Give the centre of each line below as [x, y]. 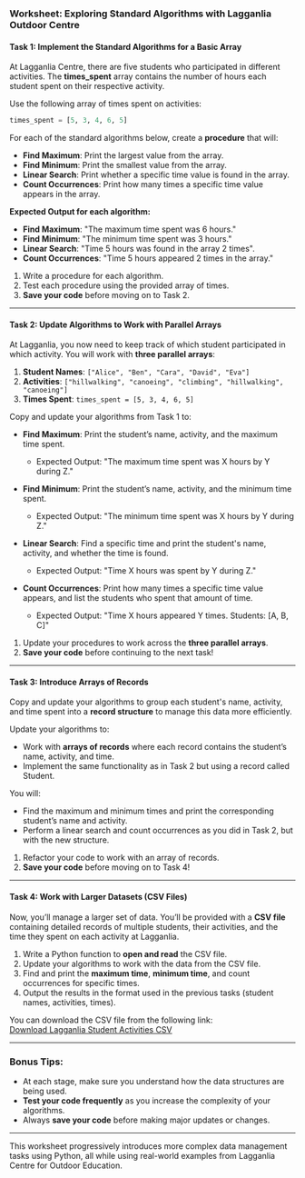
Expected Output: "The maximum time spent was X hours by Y [153, 462]
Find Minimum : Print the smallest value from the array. [124, 165]
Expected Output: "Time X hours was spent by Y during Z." [146, 571]
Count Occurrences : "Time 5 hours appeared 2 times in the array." [148, 258]
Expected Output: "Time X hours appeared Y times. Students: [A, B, [162, 615]
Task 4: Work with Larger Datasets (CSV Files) [98, 897]
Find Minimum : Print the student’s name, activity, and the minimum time [157, 489]
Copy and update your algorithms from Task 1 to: [101, 417]
